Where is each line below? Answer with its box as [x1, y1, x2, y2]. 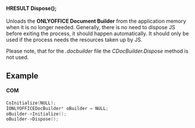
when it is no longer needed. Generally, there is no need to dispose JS [6, 24, 176, 31]
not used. [6, 54, 29, 61]
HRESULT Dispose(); [6, 5, 57, 12]
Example [6, 71, 39, 81]
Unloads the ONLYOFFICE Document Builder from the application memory [6, 18, 186, 25]
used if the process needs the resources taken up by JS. [6, 36, 143, 43]
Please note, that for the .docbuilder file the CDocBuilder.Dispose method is [6, 47, 189, 55]
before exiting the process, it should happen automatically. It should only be [6, 30, 189, 37]
